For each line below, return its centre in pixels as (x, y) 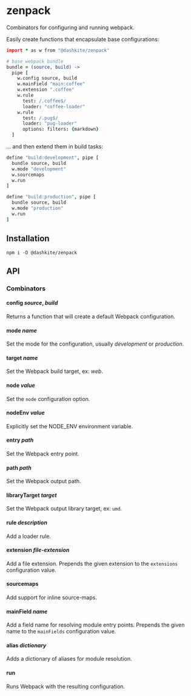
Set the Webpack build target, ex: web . (55, 371)
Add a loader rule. (29, 536)
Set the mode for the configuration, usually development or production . (95, 344)
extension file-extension (38, 550)
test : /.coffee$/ (44, 101)
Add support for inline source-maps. (52, 597)
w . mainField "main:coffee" (51, 84)
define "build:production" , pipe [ (51, 197)
